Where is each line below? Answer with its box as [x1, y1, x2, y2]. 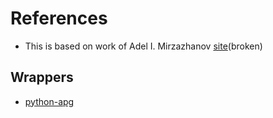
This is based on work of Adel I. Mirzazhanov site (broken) [24, 40, 263, 52]
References [10, 7, 108, 30]
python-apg [24, 95, 75, 107]
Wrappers [10, 69, 74, 86]
